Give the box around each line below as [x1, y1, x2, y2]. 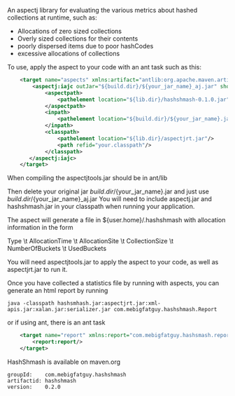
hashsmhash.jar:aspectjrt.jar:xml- [57, 300, 161, 307]
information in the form [7, 224, 73, 232]
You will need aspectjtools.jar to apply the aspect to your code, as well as [7, 258, 219, 266]
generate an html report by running [7, 287, 108, 295]
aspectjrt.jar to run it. [7, 266, 68, 274]
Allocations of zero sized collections [17, 27, 122, 35]
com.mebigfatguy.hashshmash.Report [113, 306, 218, 313]
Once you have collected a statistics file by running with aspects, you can [7, 279, 220, 287]
